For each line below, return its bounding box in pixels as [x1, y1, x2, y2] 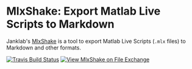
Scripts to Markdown [6, 17, 115, 31]
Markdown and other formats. [6, 44, 81, 51]
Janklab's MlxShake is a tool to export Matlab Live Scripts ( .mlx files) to [6, 37, 186, 45]
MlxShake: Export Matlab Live [6, 4, 161, 18]
